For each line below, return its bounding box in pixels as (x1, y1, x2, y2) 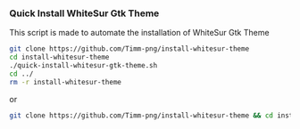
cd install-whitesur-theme (9, 52, 110, 62)
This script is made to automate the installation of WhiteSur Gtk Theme (9, 28, 270, 38)
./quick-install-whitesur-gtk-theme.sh (9, 61, 158, 70)
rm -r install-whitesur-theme (9, 77, 122, 86)
